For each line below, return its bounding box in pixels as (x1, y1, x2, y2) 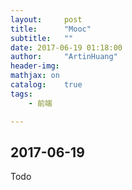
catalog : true (10, 80, 83, 90)
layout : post (10, 14, 83, 25)
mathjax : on (10, 71, 60, 81)
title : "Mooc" (10, 24, 92, 34)
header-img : (10, 61, 60, 71)
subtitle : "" (10, 33, 74, 43)
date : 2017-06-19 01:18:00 (10, 42, 123, 53)
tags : (10, 89, 33, 99)
